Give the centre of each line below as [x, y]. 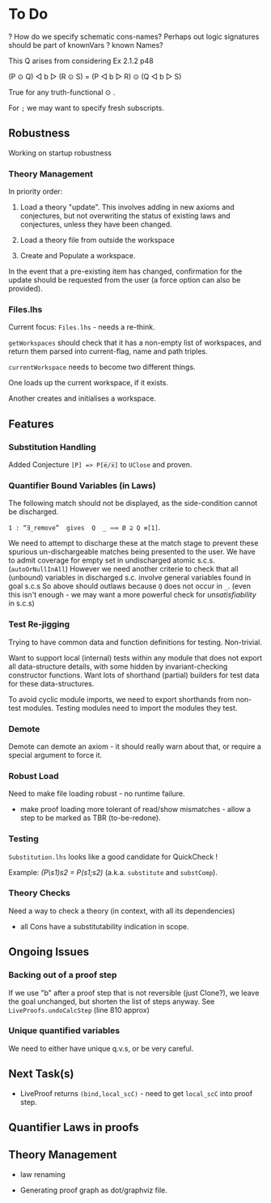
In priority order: [36, 192]
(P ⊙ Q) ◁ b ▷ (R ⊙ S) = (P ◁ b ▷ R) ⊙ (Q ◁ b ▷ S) [95, 76]
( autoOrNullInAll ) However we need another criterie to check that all [123, 569]
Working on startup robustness [60, 153]
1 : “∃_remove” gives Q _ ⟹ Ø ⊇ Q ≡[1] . [85, 528]
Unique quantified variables [64, 1031]
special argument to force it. [55, 755]
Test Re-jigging [39, 624]
